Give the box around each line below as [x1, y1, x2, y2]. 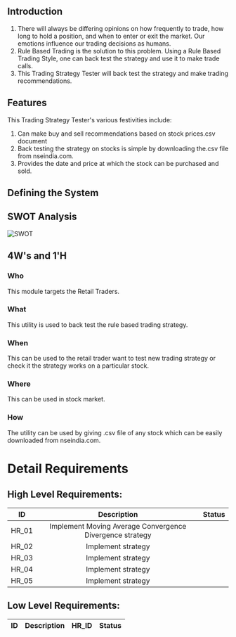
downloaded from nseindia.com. [7, 436, 101, 444]
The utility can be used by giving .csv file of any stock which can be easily [7, 428, 223, 437]
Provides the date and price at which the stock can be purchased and [17, 159, 219, 167]
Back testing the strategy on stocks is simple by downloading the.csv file [17, 144, 229, 153]
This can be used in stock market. [7, 395, 105, 404]
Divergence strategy [84, 530, 152, 540]
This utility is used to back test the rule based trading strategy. [7, 320, 188, 329]
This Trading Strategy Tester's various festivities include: [7, 115, 172, 124]
